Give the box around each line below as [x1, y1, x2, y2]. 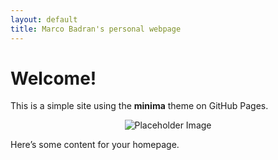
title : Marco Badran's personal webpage [10, 24, 182, 34]
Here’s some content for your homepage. [10, 139, 180, 151]
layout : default [10, 14, 78, 25]
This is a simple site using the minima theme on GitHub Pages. [10, 100, 269, 112]
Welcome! [10, 67, 97, 90]
